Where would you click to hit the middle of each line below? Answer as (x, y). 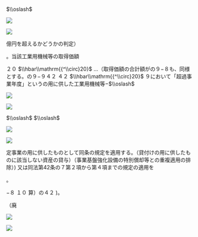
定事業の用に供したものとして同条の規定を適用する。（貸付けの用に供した (96, 152)
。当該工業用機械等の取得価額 (43, 56)
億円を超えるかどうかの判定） (43, 44)
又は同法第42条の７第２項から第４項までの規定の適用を (86, 167)
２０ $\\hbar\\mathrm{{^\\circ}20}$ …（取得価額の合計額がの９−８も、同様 (98, 69)
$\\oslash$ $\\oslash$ (33, 118)
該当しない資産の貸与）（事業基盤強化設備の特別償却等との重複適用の (101, 160)
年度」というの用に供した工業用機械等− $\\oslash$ (73, 84)
